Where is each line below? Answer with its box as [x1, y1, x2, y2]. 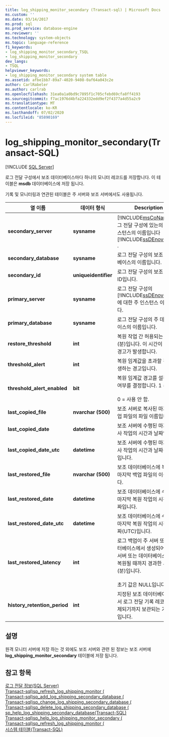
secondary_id [8, 271, 41, 279]
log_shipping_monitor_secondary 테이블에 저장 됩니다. [5, 652, 118, 659]
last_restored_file [8, 471, 51, 478]
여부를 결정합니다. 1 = [117, 382, 167, 389]
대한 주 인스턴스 [123, 299, 158, 306]
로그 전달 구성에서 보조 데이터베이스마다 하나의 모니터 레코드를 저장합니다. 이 [5, 174, 156, 180]
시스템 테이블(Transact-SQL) [5, 726, 63, 732]
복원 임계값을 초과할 [117, 357, 162, 364]
